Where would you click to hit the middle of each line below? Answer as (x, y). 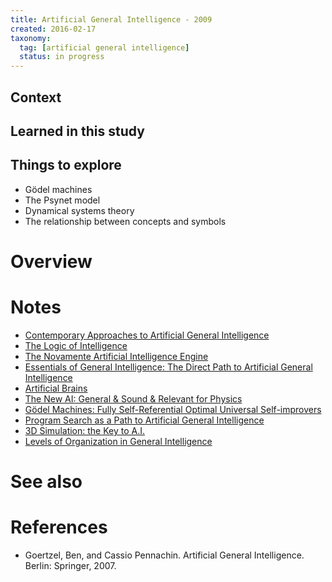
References (59, 527)
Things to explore (66, 165)
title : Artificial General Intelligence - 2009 (111, 19)
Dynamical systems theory (79, 210)
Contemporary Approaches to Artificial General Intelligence (147, 335)
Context (36, 97)
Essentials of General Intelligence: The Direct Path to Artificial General (168, 367)
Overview (51, 261)
